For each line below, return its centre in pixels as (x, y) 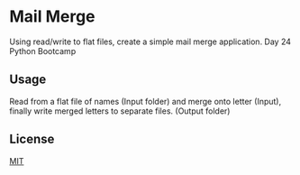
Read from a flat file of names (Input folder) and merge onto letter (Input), (145, 101)
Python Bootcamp (43, 51)
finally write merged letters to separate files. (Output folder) (120, 111)
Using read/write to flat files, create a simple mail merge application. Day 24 (150, 41)
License (32, 139)
